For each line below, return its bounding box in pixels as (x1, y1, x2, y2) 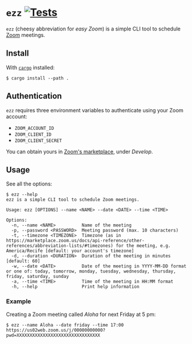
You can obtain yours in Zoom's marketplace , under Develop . (6, 148, 153, 155)
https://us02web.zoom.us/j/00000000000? (6, 327, 106, 333)
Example (6, 297, 32, 305)
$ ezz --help (6, 192, 38, 198)
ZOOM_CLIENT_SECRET (14, 137, 62, 143)
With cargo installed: (6, 64, 55, 71)
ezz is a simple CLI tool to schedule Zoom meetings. (6, 197, 140, 203)
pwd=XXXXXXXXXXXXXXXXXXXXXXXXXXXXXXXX (6, 332, 100, 338)
